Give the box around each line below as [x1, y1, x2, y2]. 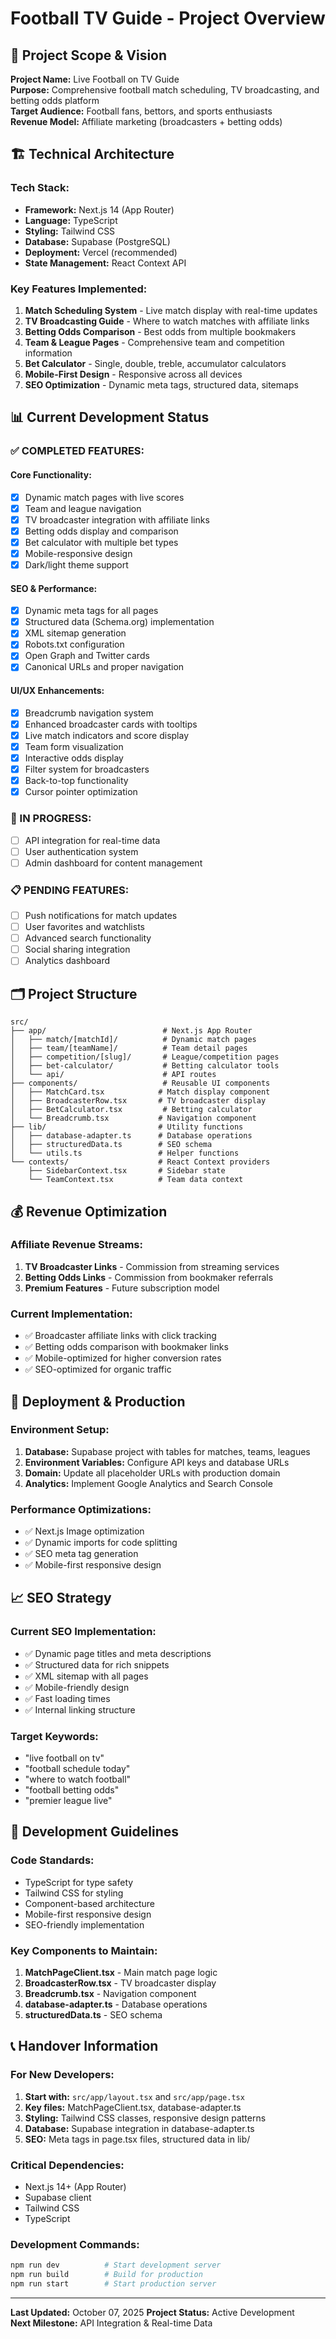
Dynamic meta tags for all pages [24, 605, 159, 617]
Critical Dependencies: [10, 2158, 125, 2172]
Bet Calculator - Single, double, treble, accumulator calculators [24, 357, 287, 369]
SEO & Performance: [10, 582, 98, 594]
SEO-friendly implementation [24, 1918, 145, 1931]
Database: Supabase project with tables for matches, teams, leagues [24, 1445, 311, 1457]
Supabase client [24, 2192, 92, 2204]
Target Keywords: [10, 1729, 99, 1743]
